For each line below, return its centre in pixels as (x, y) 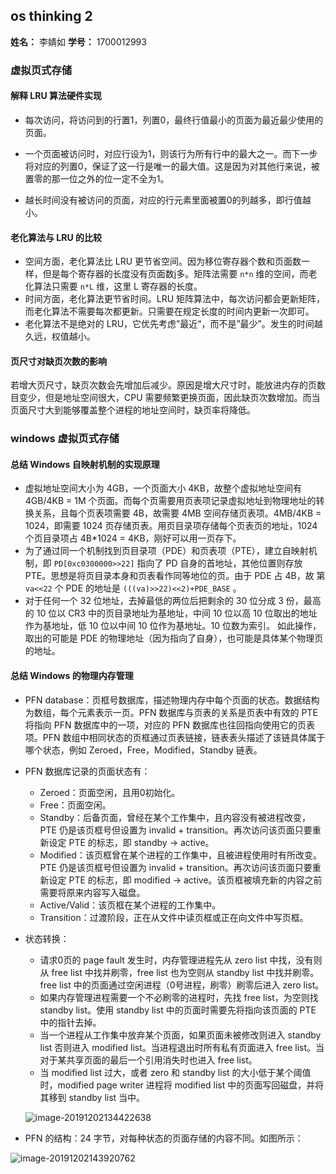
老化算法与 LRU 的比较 (56, 237)
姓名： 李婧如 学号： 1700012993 (78, 41)
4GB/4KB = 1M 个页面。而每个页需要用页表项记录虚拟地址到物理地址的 (170, 501)
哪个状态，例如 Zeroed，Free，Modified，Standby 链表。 (143, 750)
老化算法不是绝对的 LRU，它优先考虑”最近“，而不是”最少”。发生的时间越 (173, 324)
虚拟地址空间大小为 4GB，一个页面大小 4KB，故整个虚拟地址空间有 (163, 488)
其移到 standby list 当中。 (92, 1097)
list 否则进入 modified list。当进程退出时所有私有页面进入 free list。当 (182, 1047)
